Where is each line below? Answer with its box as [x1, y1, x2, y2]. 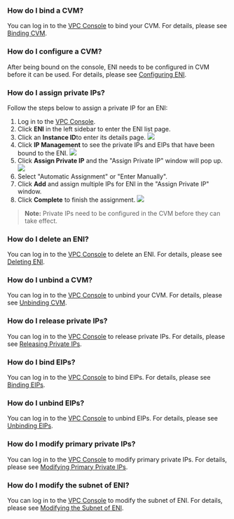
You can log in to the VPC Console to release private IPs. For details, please [7, 332, 226, 340]
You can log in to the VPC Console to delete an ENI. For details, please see [7, 250, 223, 259]
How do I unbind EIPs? [7, 398, 85, 408]
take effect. [24, 217, 58, 225]
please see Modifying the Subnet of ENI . [7, 504, 124, 512]
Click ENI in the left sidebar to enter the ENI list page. [17, 124, 171, 133]
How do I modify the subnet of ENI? [7, 480, 130, 490]
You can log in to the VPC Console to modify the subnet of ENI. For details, [7, 496, 223, 504]
